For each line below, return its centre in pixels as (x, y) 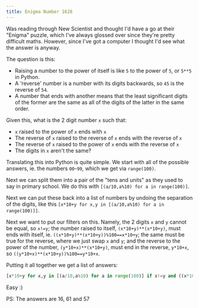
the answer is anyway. (33, 48)
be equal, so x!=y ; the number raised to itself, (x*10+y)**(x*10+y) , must (93, 228)
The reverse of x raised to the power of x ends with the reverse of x (97, 144)
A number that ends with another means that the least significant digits (101, 96)
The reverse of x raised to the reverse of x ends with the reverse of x (98, 138)
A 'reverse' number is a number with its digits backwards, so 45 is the (99, 83)
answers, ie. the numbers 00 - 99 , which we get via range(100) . (81, 168)
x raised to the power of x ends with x (60, 131)
